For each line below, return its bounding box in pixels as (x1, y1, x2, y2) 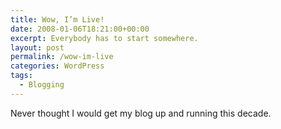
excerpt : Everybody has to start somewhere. (10, 33, 199, 43)
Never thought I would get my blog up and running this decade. (10, 107, 272, 119)
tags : (10, 71, 33, 81)
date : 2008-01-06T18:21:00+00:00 (10, 24, 150, 34)
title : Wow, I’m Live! (10, 14, 105, 25)
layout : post (10, 42, 65, 53)
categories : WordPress (10, 61, 105, 71)
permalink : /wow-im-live (10, 52, 114, 62)
